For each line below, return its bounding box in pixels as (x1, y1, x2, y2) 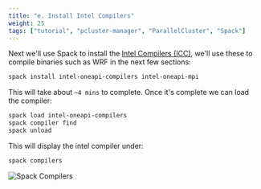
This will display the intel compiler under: (8, 141, 144, 150)
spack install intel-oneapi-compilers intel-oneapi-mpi (8, 73, 199, 81)
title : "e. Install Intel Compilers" (8, 11, 135, 20)
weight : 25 (8, 19, 45, 27)
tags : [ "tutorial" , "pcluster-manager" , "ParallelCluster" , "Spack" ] (8, 27, 247, 35)
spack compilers (8, 156, 63, 165)
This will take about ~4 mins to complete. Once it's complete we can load (8, 88, 250, 97)
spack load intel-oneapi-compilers (8, 112, 128, 120)
